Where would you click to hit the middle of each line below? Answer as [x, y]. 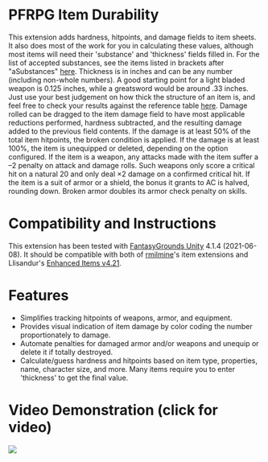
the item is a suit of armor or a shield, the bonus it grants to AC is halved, [129, 182]
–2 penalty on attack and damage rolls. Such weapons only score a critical [132, 165]
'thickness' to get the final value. [74, 377]
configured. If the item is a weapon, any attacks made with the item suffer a [134, 157]
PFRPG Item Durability [84, 15]
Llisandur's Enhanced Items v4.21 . [65, 262]
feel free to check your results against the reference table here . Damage [128, 105]
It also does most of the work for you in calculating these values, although [131, 45]
